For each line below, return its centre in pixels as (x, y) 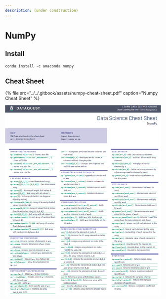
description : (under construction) (42, 10)
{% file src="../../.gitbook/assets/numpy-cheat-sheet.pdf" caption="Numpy (82, 93)
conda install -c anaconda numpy (40, 66)
